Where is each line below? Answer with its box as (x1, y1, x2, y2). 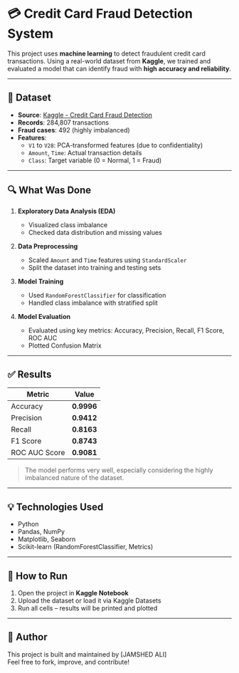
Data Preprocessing (17, 241, 78, 250)
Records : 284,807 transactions (17, 118, 109, 127)
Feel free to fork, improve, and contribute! (7, 657, 130, 666)
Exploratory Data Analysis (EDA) (17, 207, 116, 215)
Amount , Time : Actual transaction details (28, 148, 142, 157)
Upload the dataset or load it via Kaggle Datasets (17, 596, 161, 605)
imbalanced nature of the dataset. (24, 474, 124, 482)
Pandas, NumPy (17, 528, 65, 536)
